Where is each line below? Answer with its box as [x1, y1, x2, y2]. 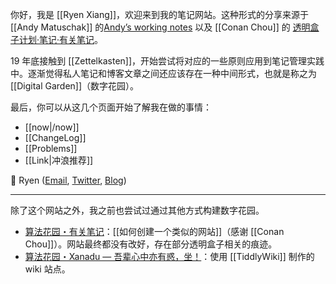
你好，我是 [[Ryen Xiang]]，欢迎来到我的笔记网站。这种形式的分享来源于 [10, 9, 309, 20]
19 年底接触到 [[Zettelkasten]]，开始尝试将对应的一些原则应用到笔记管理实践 [10, 55, 325, 67]
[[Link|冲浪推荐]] [24, 154, 94, 166]
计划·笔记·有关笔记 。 [18, 34, 104, 45]
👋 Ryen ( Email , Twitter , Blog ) [10, 174, 127, 186]
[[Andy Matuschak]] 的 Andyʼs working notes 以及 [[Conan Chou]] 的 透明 [10, 21, 311, 33]
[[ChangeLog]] [24, 132, 87, 143]
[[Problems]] [24, 143, 78, 154]
